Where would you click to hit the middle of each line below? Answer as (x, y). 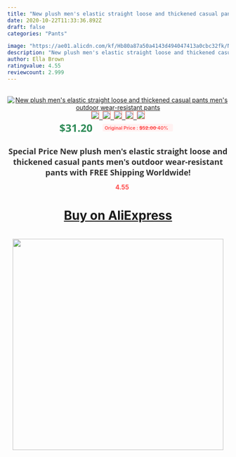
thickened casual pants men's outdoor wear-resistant (118, 162)
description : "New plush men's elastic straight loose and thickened (111, 53)
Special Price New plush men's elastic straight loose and (118, 151)
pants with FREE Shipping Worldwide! (118, 172)
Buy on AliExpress (118, 216)
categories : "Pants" (38, 33)
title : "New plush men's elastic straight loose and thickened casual (113, 14)
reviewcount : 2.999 (36, 72)
